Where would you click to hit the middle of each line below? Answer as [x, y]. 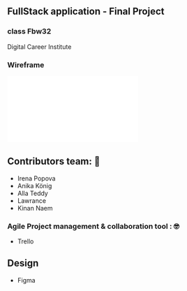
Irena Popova [36, 178]
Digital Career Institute [39, 47]
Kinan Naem [35, 208]
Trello [25, 241]
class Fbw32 [29, 31]
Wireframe [26, 64]
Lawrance [32, 200]
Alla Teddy [33, 193]
